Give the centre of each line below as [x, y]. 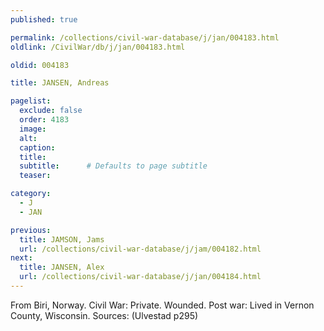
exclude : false [51, 111]
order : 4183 [44, 120]
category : [31, 194]
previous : [31, 230]
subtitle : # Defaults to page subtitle [113, 166]
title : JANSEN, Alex [62, 267]
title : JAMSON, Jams [62, 239]
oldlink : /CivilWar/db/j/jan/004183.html [98, 47]
